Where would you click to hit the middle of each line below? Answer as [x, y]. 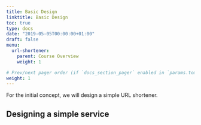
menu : [13, 45]
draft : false [22, 39]
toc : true [19, 23]
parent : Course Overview [48, 56]
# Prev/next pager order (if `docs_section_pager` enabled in [85, 72]
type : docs [20, 28]
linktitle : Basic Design [37, 17]
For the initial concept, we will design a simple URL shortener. [82, 95]
